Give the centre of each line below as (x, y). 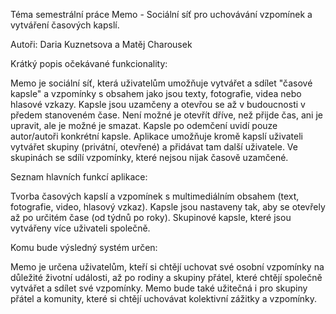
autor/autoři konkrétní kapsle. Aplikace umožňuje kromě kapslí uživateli (156, 136)
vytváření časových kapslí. (65, 25)
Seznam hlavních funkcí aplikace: (79, 177)
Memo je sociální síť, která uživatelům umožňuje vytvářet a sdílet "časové (161, 83)
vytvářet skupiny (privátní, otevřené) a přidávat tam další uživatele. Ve (154, 147)
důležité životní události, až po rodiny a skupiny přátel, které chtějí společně (166, 277)
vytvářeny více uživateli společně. (80, 228)
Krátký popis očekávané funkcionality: (89, 63)
